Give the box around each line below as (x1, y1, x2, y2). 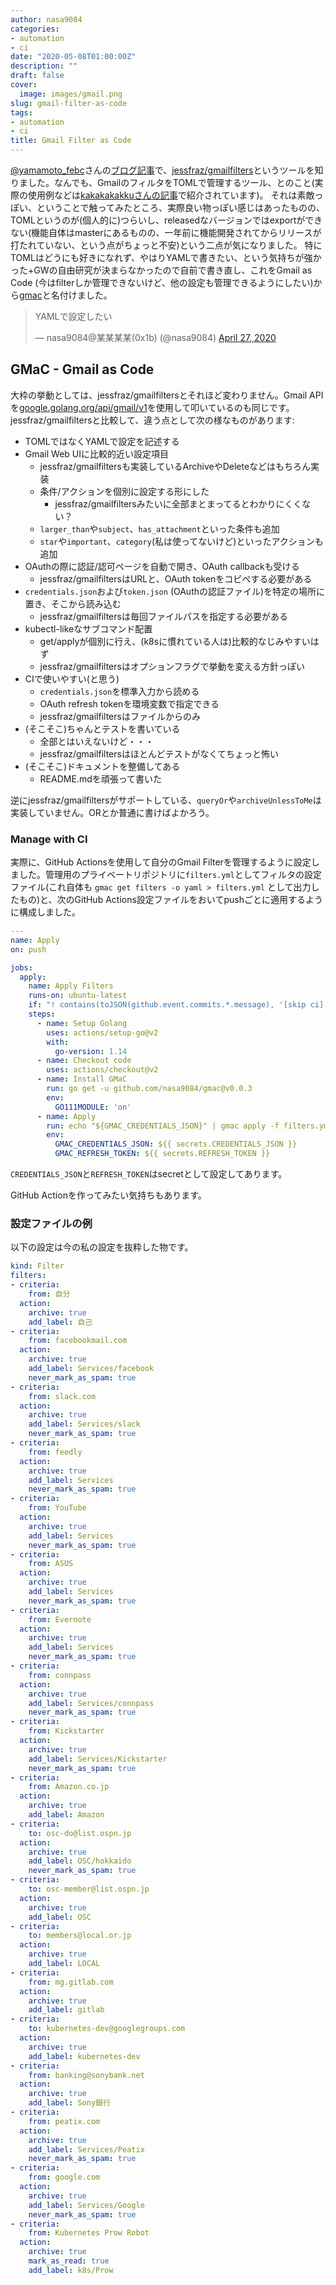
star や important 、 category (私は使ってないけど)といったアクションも (39, 535, 324, 547)
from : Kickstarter (28, 1726, 105, 1736)
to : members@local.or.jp (28, 1931, 132, 1941)
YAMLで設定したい (34, 311, 113, 322)
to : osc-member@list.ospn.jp (28, 1884, 150, 1895)
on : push (10, 944, 47, 955)
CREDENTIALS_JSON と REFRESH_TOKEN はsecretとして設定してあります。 (10, 1168, 288, 1180)
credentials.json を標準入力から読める (39, 685, 200, 697)
